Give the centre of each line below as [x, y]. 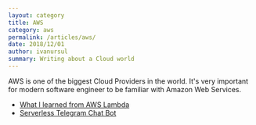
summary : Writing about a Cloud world [71, 59]
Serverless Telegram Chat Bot [68, 112]
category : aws [31, 30]
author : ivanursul [38, 52]
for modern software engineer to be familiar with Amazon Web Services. [124, 89]
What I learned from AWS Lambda [74, 104]
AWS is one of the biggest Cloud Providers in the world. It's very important [128, 81]
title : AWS [26, 23]
